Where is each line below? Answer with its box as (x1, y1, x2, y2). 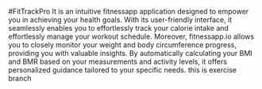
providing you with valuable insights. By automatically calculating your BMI (8, 49, 252, 57)
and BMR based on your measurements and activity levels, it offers (8, 57, 228, 66)
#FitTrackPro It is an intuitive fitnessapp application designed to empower (8, 7, 249, 16)
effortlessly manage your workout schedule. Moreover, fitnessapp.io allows (8, 32, 255, 41)
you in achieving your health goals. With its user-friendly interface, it (8, 15, 233, 24)
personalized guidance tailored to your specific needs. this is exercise (8, 65, 237, 74)
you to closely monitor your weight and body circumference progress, (8, 40, 237, 50)
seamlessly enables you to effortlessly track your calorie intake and (8, 24, 229, 32)
